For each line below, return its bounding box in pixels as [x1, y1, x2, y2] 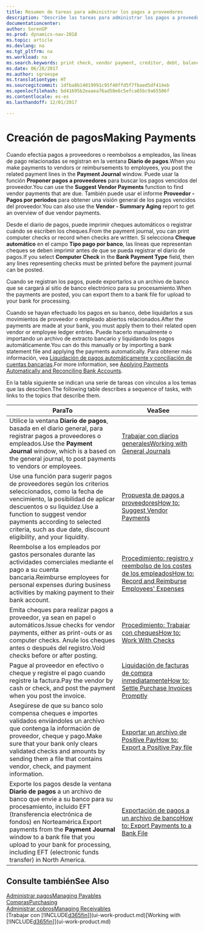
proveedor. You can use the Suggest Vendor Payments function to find [6, 183, 184, 190]
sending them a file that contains [9, 754, 103, 763]
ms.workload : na [6, 54, 47, 60]
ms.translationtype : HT [6, 77, 67, 83]
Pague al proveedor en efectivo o [9, 661, 104, 669]
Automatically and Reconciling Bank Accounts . [6, 367, 123, 374]
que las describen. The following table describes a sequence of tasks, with [6, 385, 192, 393]
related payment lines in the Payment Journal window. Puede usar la [6, 170, 179, 177]
